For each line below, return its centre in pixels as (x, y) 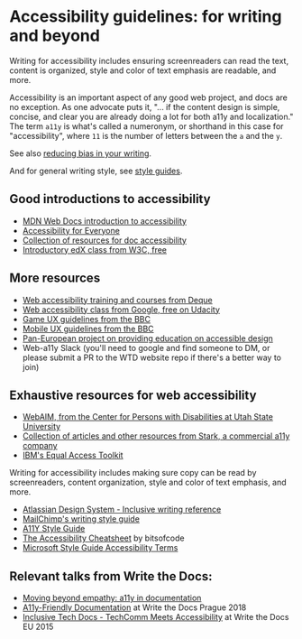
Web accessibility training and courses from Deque (118, 300)
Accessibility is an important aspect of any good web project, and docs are (149, 97)
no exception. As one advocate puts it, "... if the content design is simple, (145, 106)
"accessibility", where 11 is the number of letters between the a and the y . (146, 135)
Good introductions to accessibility (110, 199)
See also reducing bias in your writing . (80, 153)
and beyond (55, 36)
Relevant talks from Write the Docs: (111, 576)
